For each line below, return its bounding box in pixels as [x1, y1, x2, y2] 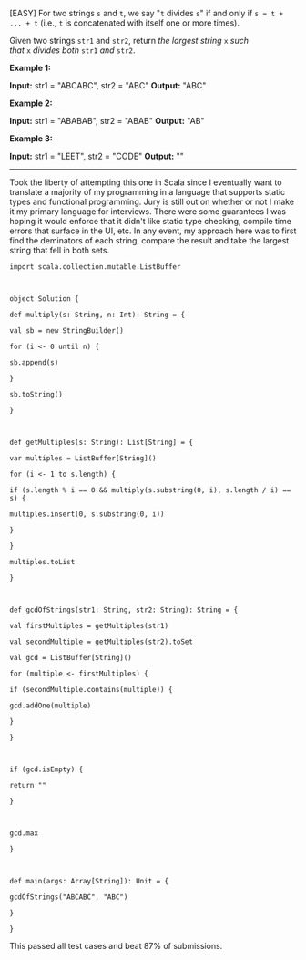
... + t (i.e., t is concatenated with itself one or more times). [9, 17, 240, 28]
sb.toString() [9, 390, 64, 399]
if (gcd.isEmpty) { [9, 765, 84, 774]
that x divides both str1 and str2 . [9, 45, 136, 56]
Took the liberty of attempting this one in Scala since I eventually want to [9, 177, 282, 188]
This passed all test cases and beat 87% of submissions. [9, 941, 223, 951]
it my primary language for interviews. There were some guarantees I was [9, 206, 287, 217]
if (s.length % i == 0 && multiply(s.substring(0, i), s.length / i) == [9, 486, 291, 495]
